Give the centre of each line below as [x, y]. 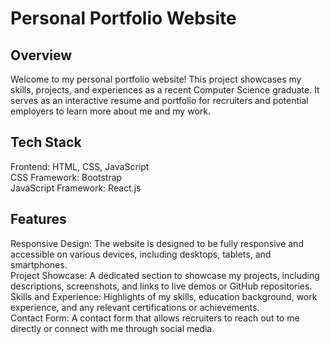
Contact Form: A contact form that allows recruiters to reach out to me [155, 318]
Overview [41, 55]
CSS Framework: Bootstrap [66, 177]
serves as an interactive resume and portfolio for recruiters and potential [159, 100]
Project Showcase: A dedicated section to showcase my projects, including [165, 275]
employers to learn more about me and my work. [110, 111]
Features [38, 219]
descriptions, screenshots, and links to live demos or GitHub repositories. [161, 286]
